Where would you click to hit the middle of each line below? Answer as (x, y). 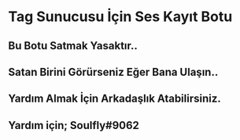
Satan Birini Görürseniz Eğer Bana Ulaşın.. (113, 72)
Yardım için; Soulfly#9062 (74, 125)
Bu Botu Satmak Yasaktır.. (73, 46)
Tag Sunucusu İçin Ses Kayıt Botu (120, 17)
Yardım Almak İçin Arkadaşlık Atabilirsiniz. (115, 99)
